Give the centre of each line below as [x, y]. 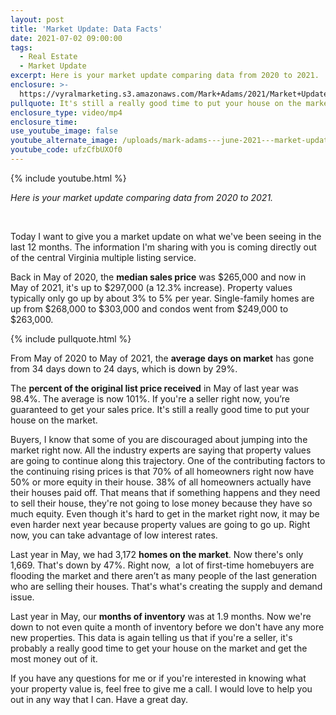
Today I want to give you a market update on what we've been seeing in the [166, 236]
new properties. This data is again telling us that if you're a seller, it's [151, 637]
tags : [21, 47]
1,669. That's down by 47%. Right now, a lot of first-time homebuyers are [162, 565]
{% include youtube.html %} [68, 178]
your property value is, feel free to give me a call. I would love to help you [161, 688]
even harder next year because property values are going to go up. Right [160, 524]
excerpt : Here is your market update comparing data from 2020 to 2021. [165, 76]
